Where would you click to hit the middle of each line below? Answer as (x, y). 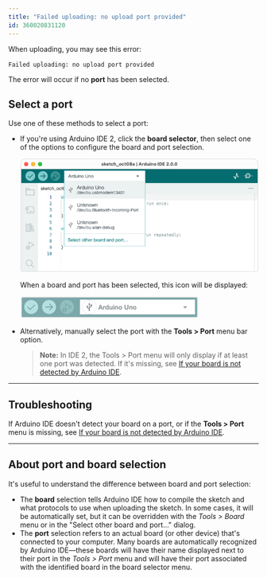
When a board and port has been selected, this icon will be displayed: (134, 285)
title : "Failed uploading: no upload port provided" (97, 17)
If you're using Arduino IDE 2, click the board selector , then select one (135, 139)
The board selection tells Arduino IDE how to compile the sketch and (132, 499)
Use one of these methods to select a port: (78, 123)
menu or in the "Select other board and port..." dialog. (108, 525)
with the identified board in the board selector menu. (106, 567)
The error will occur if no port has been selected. (89, 79)
